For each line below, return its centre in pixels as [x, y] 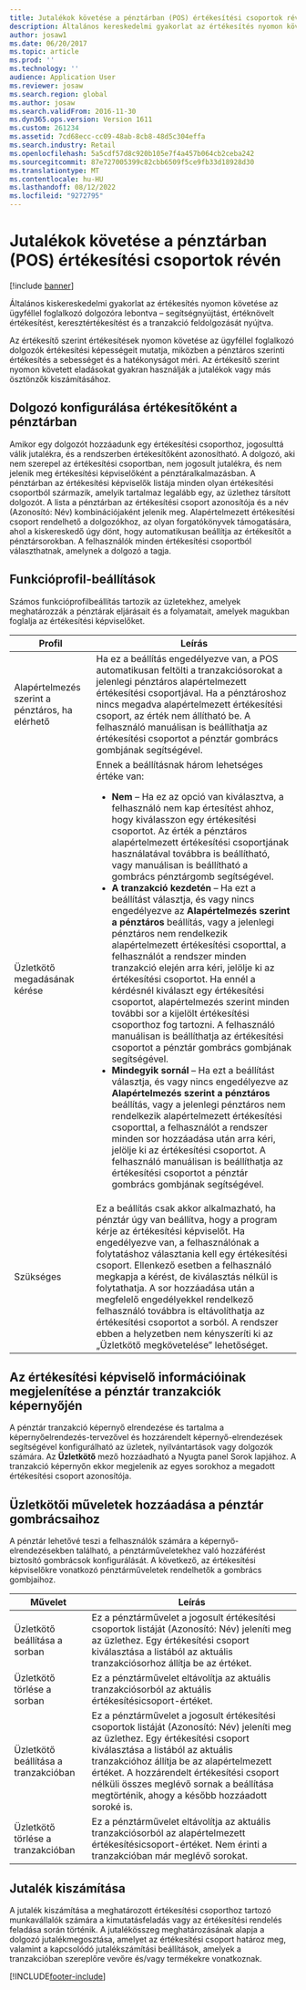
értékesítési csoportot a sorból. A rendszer [188, 1321]
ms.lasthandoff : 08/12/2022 [63, 188]
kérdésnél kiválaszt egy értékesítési [188, 990]
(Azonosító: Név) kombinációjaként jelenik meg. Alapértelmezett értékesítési [153, 512]
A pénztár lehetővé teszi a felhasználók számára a [104, 1541]
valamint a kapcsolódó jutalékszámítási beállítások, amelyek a [125, 1949]
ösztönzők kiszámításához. [60, 378]
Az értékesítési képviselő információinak [128, 1377]
